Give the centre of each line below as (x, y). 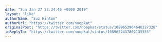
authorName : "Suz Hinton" (31, 18)
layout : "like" (20, 14)
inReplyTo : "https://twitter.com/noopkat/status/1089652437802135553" (78, 32)
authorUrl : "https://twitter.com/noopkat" (49, 23)
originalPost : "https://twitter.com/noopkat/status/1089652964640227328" (81, 28)
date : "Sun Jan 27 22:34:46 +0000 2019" (47, 9)
